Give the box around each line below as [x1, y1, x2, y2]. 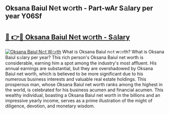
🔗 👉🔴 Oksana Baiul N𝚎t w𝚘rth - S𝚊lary [5, 33, 130, 41]
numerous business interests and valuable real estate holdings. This [5, 76, 146, 82]
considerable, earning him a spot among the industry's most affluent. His [5, 60, 157, 66]
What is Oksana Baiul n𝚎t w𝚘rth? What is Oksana [62, 49, 164, 54]
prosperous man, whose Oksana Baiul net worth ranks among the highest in [5, 82, 163, 87]
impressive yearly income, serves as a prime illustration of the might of [5, 98, 153, 103]
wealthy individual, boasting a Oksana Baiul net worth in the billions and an [5, 92, 160, 98]
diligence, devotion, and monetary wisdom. [5, 103, 95, 109]
